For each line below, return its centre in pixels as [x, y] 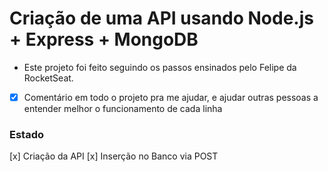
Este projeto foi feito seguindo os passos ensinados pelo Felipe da [160, 67]
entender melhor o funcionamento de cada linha [123, 108]
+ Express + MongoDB [104, 39]
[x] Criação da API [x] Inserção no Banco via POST [114, 156]
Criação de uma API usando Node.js [161, 18]
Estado [27, 134]
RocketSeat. [48, 78]
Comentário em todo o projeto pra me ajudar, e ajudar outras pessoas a [171, 97]
